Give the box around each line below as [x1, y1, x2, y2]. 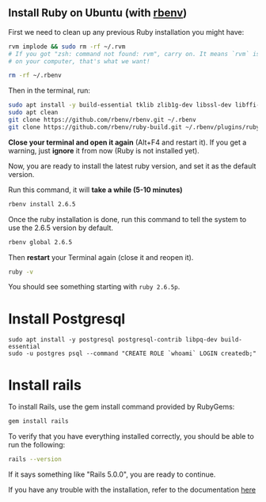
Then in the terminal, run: [8, 86, 91, 96]
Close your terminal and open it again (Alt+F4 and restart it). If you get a [8, 138, 247, 147]
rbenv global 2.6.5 [8, 238, 73, 246]
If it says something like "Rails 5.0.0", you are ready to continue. [8, 470, 216, 479]
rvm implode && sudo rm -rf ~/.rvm [8, 43, 126, 51]
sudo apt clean [8, 108, 59, 117]
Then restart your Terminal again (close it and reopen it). [8, 252, 194, 262]
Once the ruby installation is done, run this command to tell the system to [8, 214, 247, 224]
